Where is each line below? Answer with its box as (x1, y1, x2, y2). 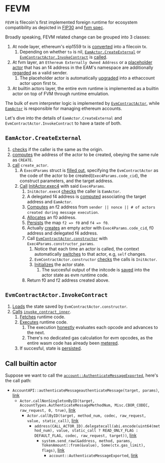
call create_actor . (12, 162, 49, 168)
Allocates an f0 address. (27, 214, 77, 220)
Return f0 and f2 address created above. (27, 277, 110, 283)
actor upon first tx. (19, 80, 58, 86)
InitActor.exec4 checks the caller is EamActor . (27, 188, 121, 194)
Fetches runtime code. (19, 314, 66, 320)
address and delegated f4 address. (27, 230, 99, 236)
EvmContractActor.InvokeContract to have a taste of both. (5, 120, 122, 126)
